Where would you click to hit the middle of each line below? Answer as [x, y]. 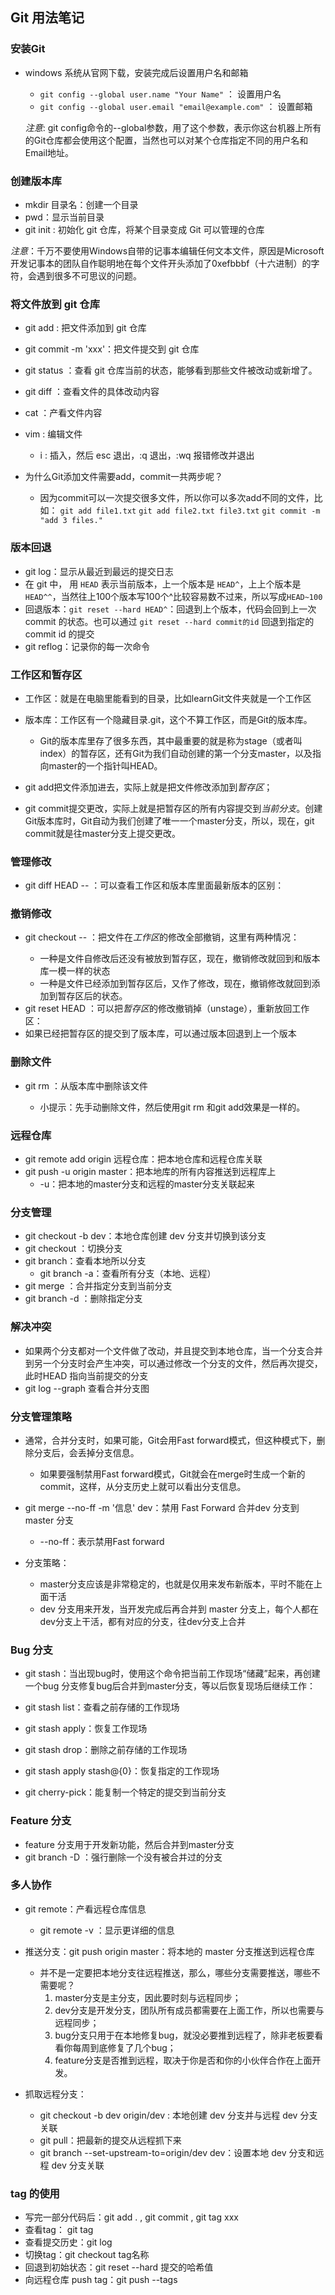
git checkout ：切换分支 [73, 1249]
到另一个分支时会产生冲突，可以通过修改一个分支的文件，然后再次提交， [173, 1363]
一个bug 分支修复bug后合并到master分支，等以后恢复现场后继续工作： [170, 1686]
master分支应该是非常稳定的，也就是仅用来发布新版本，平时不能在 [176, 1584]
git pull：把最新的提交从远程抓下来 [110, 2140]
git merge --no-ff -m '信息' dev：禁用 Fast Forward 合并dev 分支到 [162, 1507]
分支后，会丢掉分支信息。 [86, 1452]
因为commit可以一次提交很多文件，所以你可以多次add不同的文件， [177, 498]
